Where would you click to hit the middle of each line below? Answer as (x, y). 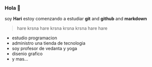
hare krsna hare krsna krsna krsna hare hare (62, 28)
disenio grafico (27, 54)
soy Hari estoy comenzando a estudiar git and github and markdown (76, 19)
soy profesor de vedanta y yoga (44, 49)
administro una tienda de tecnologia (48, 43)
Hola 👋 (13, 8)
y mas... (20, 59)
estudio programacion (35, 38)
